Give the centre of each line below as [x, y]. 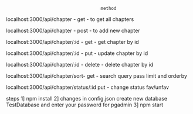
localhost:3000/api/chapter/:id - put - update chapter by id [77, 53]
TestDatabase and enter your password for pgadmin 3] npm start [85, 105]
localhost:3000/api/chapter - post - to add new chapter [73, 30]
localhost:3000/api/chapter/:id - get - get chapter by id [72, 42]
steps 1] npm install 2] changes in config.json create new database [87, 99]
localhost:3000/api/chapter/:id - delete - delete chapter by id [80, 65]
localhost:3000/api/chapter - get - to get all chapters [70, 19]
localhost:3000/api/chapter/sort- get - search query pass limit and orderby [97, 76]
